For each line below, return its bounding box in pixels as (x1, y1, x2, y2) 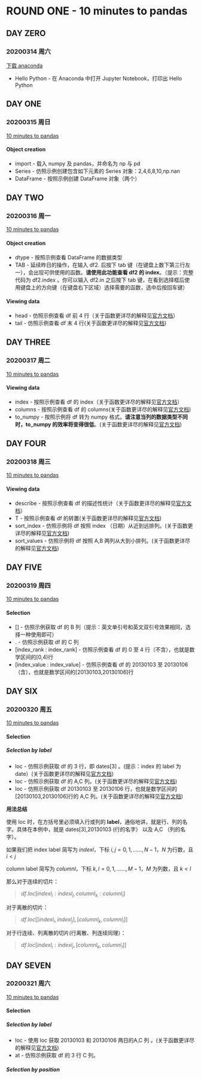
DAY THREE (6, 337, 51, 348)
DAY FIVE (6, 563, 42, 573)
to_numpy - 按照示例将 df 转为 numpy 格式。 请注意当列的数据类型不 (14, 413, 183, 420)
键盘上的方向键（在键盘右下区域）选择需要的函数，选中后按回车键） (20, 283, 188, 291)
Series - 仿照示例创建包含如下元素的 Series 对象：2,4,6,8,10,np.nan (14, 167, 181, 175)
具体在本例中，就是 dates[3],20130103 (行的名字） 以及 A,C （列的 (16, 826, 181, 833)
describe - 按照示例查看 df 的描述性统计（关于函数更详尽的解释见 (14, 500, 176, 507)
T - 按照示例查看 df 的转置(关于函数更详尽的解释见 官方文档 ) (14, 515, 162, 522)
